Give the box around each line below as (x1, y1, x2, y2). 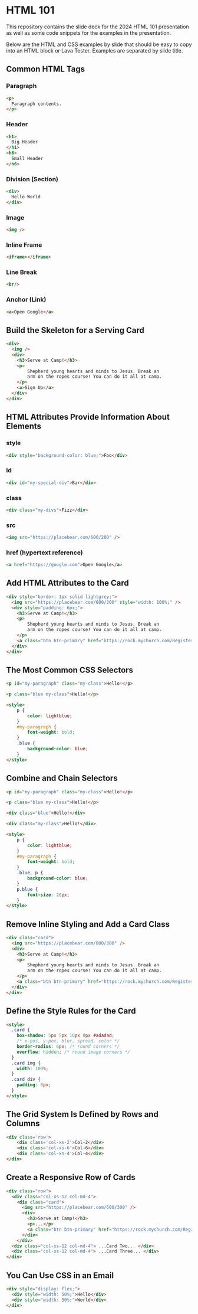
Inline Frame (6, 240, 42, 249)
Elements (6, 421, 42, 432)
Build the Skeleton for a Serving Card (6, 325, 144, 335)
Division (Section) (6, 175, 59, 183)
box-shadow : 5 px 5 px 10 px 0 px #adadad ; (16, 1032, 115, 1039)
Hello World (11, 194, 41, 200)
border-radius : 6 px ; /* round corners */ (16, 1044, 120, 1050)
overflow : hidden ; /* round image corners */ (16, 1049, 131, 1055)
